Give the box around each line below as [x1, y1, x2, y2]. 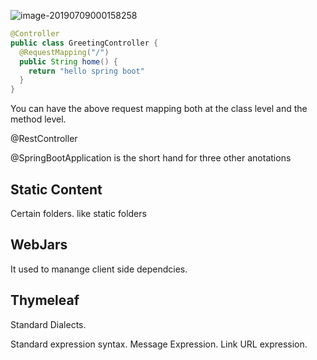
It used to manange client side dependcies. [10, 263, 188, 275]
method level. [10, 113, 67, 125]
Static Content [10, 181, 103, 198]
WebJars [10, 236, 68, 254]
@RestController [10, 133, 78, 145]
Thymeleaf [10, 292, 80, 309]
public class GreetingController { [10, 38, 159, 48]
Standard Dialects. [10, 318, 87, 330]
